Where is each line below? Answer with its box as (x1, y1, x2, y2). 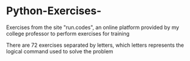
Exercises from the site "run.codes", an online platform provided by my (6, 24, 179, 31)
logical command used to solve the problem (6, 47, 114, 54)
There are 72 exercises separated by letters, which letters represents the (6, 41, 184, 49)
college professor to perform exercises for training (6, 30, 129, 37)
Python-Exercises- (6, 4, 102, 18)
